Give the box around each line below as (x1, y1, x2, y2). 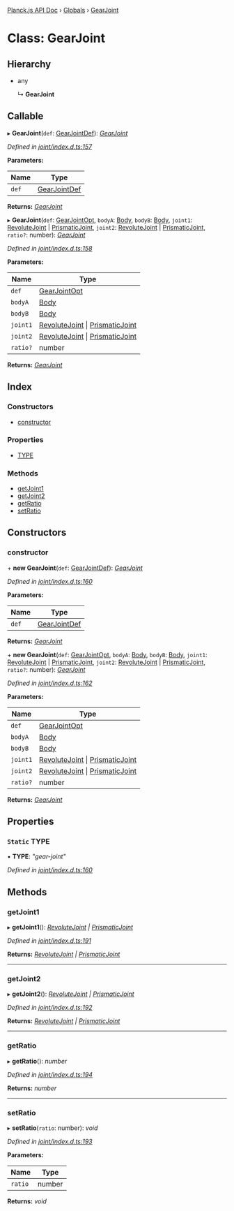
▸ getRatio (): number (7, 1057, 68, 1065)
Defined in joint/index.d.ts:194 (7, 1070, 93, 1078)
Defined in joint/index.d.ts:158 (7, 244, 93, 252)
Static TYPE (7, 837, 50, 846)
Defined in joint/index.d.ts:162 (7, 679, 93, 687)
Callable (7, 110, 44, 122)
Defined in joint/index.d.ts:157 (7, 142, 93, 151)
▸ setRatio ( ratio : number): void (7, 1124, 98, 1132)
